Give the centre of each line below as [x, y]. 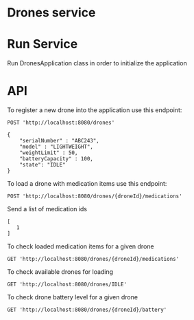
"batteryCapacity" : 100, [57, 159]
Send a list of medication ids [47, 209]
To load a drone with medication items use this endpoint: [87, 184]
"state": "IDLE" [43, 165]
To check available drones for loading [60, 272]
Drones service [51, 13]
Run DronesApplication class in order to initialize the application [97, 63]
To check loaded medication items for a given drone [81, 246]
